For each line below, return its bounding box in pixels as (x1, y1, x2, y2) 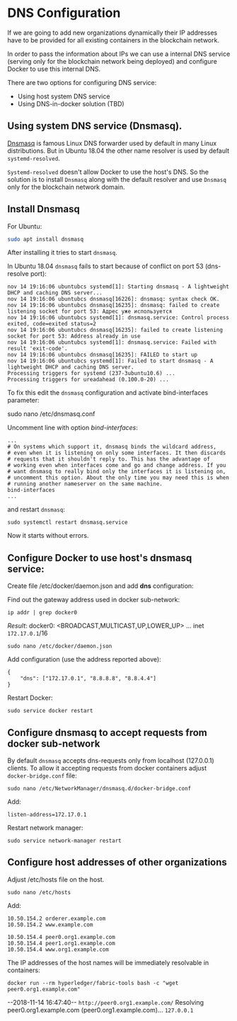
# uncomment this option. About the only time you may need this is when (7, 474, 230, 482)
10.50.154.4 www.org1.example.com (7, 946, 110, 953)
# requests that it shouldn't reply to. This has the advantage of (7, 456, 211, 463)
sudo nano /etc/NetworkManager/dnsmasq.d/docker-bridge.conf (7, 785, 192, 792)
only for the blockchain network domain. (7, 183, 125, 191)
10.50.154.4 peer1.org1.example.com (7, 940, 115, 947)
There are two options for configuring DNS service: (7, 78, 157, 86)
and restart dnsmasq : (7, 505, 65, 514)
